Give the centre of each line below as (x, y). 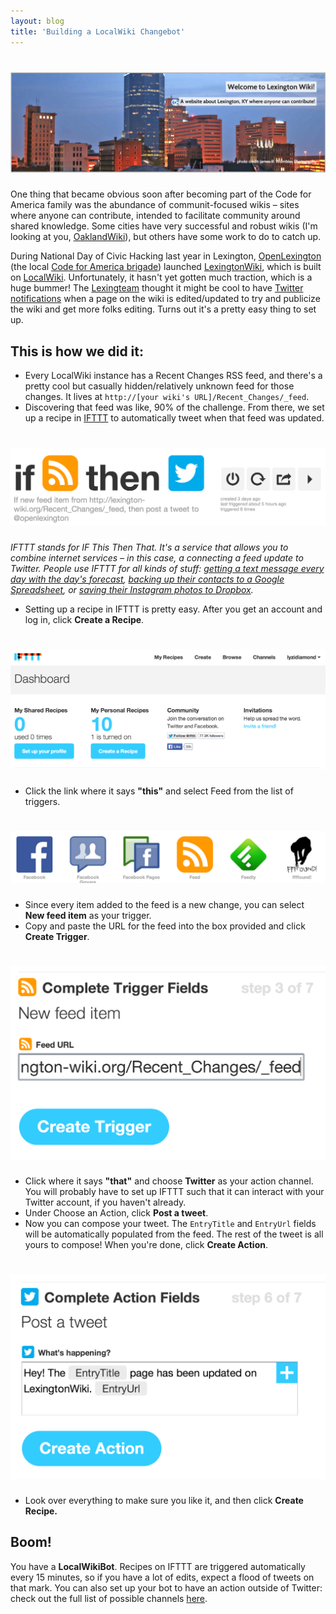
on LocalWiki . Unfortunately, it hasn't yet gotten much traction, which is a (161, 277)
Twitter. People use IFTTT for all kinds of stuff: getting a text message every (167, 568)
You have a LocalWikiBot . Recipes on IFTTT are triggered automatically (158, 1566)
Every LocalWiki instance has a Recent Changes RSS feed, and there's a (173, 376)
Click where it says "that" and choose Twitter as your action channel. (169, 1181)
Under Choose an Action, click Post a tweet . (116, 1213)
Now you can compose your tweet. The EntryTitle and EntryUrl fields (170, 1224)
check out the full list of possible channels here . (109, 1598)
